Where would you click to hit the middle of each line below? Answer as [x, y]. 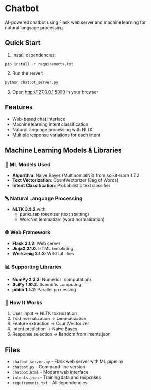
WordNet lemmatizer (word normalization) [62, 219]
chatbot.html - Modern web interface [50, 372]
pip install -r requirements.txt [39, 64]
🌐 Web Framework [28, 232]
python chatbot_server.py [31, 82]
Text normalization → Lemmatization [49, 319]
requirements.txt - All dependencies [50, 382]
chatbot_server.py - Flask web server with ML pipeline [68, 361]
